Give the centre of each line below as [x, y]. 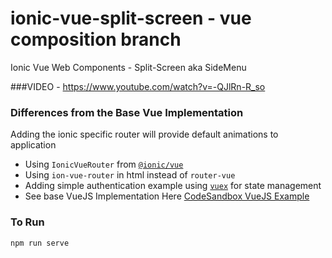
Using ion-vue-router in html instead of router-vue [130, 175]
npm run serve [40, 243]
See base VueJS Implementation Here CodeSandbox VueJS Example [167, 196]
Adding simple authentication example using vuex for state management [173, 186]
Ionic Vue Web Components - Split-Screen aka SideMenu [128, 67]
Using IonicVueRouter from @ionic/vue [104, 164]
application [33, 145]
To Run [27, 222]
